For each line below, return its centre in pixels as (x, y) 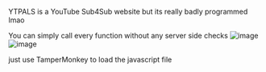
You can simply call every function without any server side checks (118, 36)
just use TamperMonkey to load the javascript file (90, 60)
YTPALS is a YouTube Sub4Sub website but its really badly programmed (128, 12)
